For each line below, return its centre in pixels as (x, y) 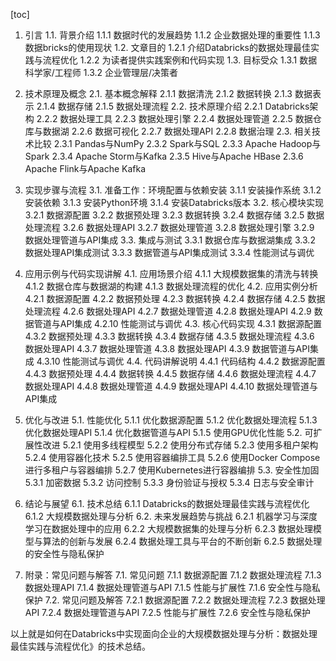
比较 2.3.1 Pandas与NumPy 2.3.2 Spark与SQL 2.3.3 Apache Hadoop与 (177, 143)
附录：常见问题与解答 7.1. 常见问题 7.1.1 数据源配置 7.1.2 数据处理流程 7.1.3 (173, 575)
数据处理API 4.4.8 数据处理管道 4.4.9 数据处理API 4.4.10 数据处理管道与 (171, 386)
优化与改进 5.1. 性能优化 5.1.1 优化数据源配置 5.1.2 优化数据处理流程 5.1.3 (171, 420)
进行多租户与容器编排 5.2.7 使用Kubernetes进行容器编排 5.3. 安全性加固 (172, 470)
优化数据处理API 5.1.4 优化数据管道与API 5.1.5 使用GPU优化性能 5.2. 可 (169, 432)
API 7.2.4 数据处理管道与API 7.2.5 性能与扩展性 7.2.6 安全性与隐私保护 (167, 612)
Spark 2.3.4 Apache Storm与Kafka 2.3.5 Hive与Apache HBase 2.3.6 (164, 156)
